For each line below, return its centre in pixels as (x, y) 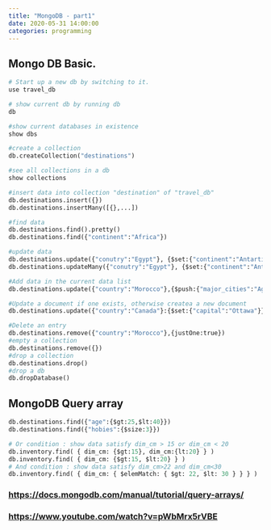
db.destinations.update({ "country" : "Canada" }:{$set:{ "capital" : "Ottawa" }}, (138, 311)
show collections (38, 179)
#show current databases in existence (73, 126)
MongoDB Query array (66, 404)
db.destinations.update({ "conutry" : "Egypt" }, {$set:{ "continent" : (122, 259)
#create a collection (45, 149)
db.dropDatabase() (39, 378)
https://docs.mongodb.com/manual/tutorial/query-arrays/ (126, 495)
